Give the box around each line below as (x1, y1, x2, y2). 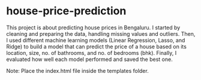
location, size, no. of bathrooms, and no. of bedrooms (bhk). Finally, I (6, 49, 177, 56)
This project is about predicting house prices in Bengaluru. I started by (6, 24, 181, 31)
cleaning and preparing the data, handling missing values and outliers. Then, (6, 30, 196, 37)
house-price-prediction (6, 4, 127, 18)
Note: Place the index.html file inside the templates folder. (6, 67, 149, 74)
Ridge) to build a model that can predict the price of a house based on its (6, 43, 187, 50)
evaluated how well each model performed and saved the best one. (6, 56, 173, 63)
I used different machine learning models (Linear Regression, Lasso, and (6, 36, 185, 44)
